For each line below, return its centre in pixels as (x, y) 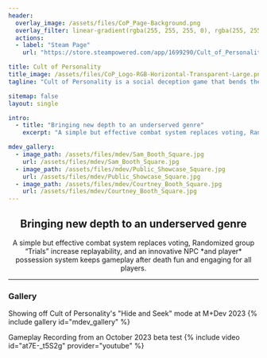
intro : (19, 118)
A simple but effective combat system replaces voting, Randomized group (133, 243)
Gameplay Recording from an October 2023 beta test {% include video (124, 337)
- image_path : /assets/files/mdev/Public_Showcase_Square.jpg (120, 169)
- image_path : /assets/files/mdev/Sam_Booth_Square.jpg (110, 154)
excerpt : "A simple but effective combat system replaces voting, (135, 133)
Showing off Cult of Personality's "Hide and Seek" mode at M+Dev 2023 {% (133, 313)
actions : (30, 38)
